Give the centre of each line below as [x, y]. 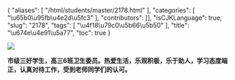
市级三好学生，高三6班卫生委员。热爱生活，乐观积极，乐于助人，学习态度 [115, 61]
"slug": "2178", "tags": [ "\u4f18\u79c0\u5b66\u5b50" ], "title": [98, 25]
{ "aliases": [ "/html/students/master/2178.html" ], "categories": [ [101, 10]
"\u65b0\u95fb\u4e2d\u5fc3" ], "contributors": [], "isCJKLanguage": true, [115, 18]
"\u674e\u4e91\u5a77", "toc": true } [59, 33]
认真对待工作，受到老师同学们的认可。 [75, 69]
